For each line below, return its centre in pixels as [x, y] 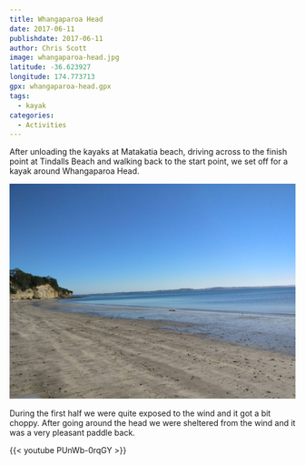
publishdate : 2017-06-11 [56, 38]
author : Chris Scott [49, 48]
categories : [32, 115]
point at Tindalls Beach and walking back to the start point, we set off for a [149, 162]
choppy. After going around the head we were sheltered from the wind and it [152, 423]
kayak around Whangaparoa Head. [74, 171]
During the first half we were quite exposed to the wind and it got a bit [140, 413]
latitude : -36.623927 [50, 67]
